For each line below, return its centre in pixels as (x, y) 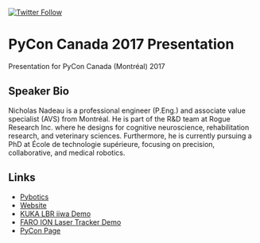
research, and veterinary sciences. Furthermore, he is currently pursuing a (130, 136)
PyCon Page (40, 230)
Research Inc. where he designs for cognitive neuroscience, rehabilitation (129, 127)
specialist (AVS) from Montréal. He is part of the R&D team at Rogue (119, 118)
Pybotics (34, 197)
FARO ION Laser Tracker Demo (70, 222)
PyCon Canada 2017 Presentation (121, 44)
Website (33, 205)
